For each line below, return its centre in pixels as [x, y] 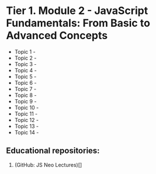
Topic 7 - [25, 89]
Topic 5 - [25, 76]
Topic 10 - [27, 107]
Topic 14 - [27, 132]
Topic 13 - [27, 126]
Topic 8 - [25, 95]
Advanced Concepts [57, 36]
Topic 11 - [26, 114]
